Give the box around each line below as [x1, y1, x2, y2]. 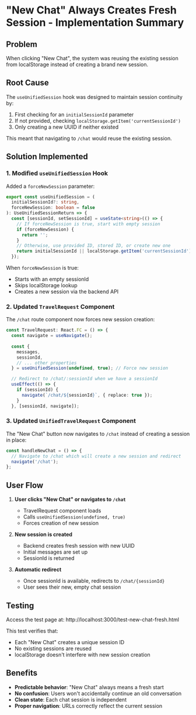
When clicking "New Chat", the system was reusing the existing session [6, 55, 179, 61]
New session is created [14, 531, 73, 538]
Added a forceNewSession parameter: [6, 183, 95, 190]
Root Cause [6, 78, 50, 88]
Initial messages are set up [23, 548, 88, 556]
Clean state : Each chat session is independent [14, 696, 127, 703]
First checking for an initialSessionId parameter [14, 111, 134, 118]
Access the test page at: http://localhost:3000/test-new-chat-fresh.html [6, 616, 180, 623]
